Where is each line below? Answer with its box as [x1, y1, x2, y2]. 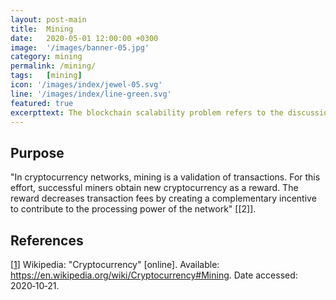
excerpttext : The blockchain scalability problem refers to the [10, 107, 284, 118]
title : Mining [10, 24, 74, 34]
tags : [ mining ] [10, 71, 83, 81]
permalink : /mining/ [10, 61, 97, 71]
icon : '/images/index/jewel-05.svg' [10, 80, 163, 90]
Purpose [10, 144, 65, 161]
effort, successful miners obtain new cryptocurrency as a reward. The [10, 182, 299, 194]
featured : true [10, 98, 74, 108]
